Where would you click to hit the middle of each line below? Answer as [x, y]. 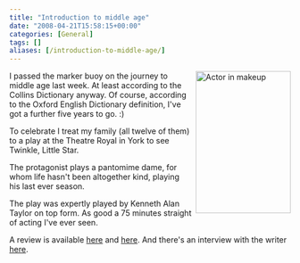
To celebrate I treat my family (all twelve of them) [100, 131]
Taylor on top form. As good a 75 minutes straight [100, 213]
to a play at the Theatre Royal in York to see [89, 141]
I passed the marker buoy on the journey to [88, 76]
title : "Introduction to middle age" [79, 17]
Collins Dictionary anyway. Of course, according [98, 95]
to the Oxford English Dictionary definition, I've [95, 104]
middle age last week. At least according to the [96, 86]
